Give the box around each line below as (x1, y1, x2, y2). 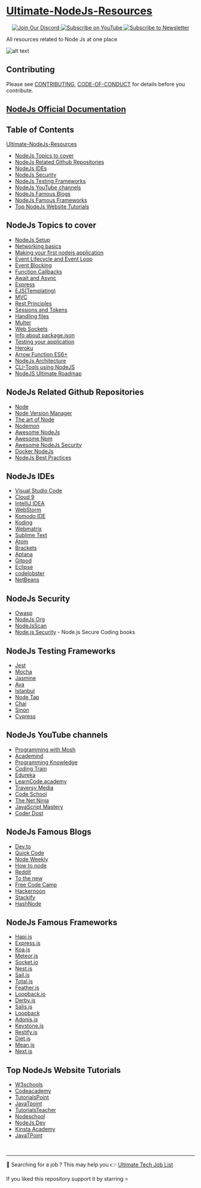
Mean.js (14, 1041, 35, 1048)
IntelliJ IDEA (14, 500, 45, 507)
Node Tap (14, 693, 39, 701)
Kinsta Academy (14, 1126, 56, 1133)
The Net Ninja (14, 796, 49, 804)
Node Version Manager (14, 409, 72, 417)
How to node (14, 862, 47, 869)
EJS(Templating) (14, 287, 56, 294)
